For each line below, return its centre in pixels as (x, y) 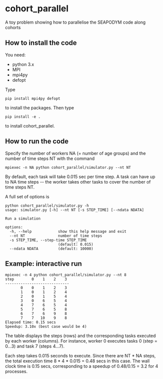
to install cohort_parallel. (30, 126)
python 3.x (23, 64)
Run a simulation (23, 219)
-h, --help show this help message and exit (68, 231)
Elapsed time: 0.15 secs (31, 322)
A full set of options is (27, 196)
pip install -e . (23, 117)
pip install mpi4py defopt (33, 98)
